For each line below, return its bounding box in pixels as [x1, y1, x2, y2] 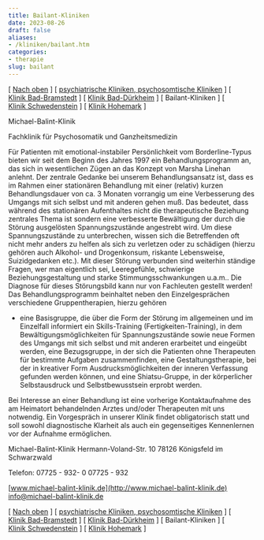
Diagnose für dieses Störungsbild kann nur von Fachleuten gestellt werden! [8, 281, 253, 290]
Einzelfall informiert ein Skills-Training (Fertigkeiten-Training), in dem [19, 321, 243, 331]
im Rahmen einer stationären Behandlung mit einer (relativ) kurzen [8, 181, 224, 190]
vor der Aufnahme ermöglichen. [8, 429, 112, 438]
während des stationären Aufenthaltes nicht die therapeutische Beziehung [8, 206, 250, 215]
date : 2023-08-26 [8, 19, 65, 27]
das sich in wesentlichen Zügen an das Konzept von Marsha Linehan [8, 163, 231, 173]
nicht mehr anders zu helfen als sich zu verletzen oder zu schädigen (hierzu [8, 239, 255, 248]
